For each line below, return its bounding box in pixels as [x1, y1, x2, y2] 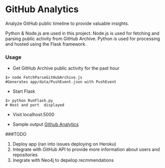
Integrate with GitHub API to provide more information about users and [12, 146, 160, 153]
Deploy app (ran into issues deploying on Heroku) [12, 141, 116, 147]
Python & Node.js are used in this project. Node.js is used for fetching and [5, 30, 159, 36]
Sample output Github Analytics [12, 121, 79, 127]
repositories [12, 152, 38, 158]
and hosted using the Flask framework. [5, 41, 87, 47]
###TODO [5, 131, 27, 138]
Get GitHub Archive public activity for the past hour [12, 65, 120, 72]
